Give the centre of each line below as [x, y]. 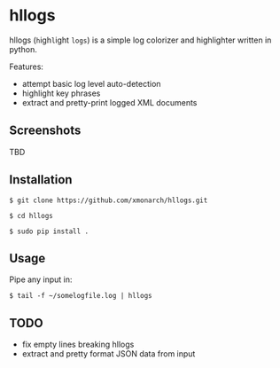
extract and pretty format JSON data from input [109, 354]
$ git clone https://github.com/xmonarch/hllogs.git [109, 200]
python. [23, 49]
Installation [41, 180]
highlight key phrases [61, 93]
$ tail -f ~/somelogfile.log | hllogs [81, 296]
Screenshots [45, 131]
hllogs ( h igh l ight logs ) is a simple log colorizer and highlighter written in [140, 40]
